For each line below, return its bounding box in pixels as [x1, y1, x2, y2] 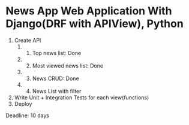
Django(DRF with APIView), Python [5, 17, 184, 31]
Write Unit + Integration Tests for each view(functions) [14, 94, 149, 101]
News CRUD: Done [32, 75, 79, 82]
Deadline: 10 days [5, 112, 49, 119]
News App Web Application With [5, 4, 172, 18]
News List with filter [32, 87, 82, 94]
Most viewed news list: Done [32, 62, 104, 69]
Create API [14, 36, 41, 44]
